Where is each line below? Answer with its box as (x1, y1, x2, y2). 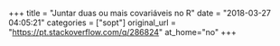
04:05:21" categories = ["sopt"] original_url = (8, 17, 177, 28)
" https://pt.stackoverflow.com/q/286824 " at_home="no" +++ (8, 27, 237, 37)
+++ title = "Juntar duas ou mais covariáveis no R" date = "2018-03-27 (8, 8, 272, 18)
